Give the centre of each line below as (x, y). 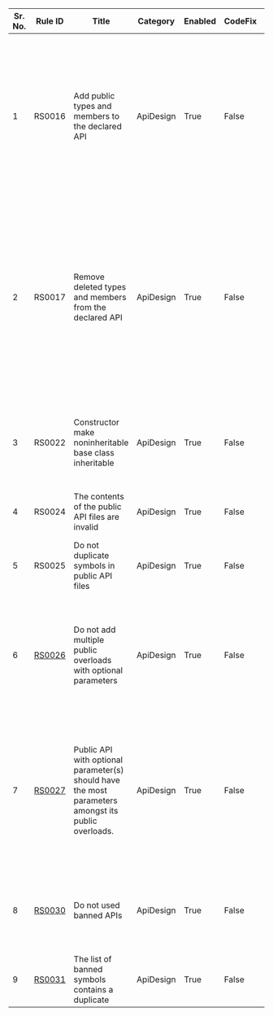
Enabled (200, 21)
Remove (89, 277)
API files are (97, 517)
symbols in (94, 566)
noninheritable (101, 443)
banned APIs (98, 916)
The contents (99, 497)
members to (97, 116)
